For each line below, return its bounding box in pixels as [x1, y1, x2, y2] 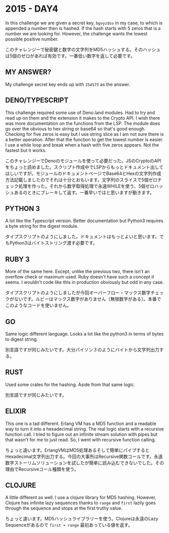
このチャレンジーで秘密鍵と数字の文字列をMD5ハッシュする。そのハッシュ [5, 46, 161, 52]
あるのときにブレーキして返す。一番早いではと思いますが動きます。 [14, 189, 155, 195]
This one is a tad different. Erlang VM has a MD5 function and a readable [5, 420, 156, 427]
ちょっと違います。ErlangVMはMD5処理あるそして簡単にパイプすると [5, 447, 150, 453]
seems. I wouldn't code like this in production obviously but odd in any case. [5, 279, 164, 286]
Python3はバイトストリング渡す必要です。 [9, 240, 97, 246]
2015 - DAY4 [5, 3, 59, 15]
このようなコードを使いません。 [5, 302, 72, 308]
